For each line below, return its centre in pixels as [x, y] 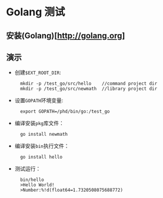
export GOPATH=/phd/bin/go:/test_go [65, 112]
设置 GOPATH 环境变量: [39, 100]
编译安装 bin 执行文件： [42, 146]
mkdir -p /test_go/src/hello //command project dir [89, 84]
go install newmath [44, 135]
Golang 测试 [36, 12]
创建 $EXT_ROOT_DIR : [38, 73]
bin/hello [32, 180]
